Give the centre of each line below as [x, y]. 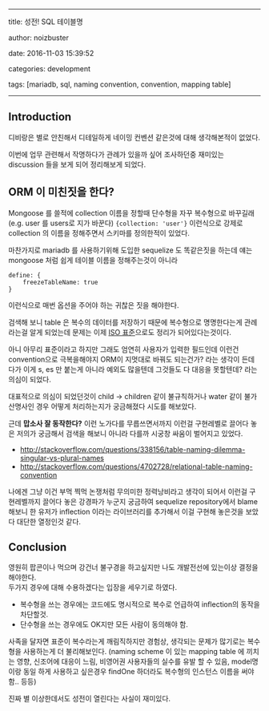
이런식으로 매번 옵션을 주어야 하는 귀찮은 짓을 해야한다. [94, 305]
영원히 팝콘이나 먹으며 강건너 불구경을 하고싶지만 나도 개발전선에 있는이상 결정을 [133, 568]
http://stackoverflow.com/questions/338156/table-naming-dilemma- [132, 449]
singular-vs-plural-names [62, 458]
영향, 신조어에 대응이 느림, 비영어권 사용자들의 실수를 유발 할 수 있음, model [134, 661]
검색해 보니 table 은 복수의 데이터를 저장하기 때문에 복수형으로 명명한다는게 [125, 322]
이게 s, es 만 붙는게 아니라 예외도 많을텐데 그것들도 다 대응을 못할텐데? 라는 [140, 369]
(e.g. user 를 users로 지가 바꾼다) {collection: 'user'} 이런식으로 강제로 [126, 223]
